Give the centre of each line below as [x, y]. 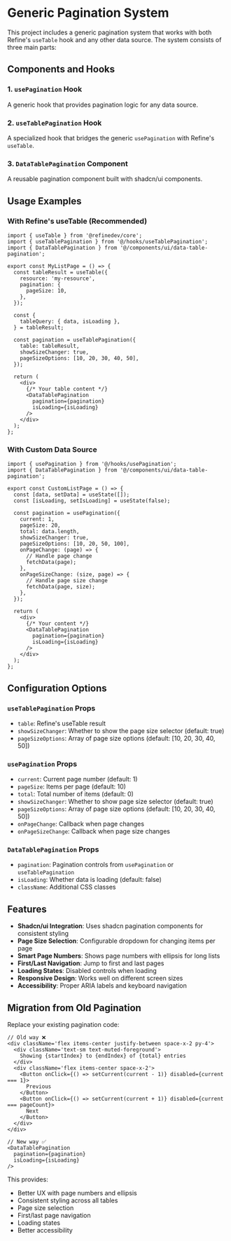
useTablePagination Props [51, 708]
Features [27, 909]
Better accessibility [45, 1230]
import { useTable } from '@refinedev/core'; [75, 235]
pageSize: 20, [40, 525]
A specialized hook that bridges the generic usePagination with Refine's [111, 137]
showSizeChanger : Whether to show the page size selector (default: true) [121, 730]
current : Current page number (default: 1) [77, 779]
